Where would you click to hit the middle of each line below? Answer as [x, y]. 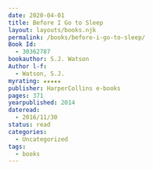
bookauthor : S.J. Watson [49, 60]
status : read [29, 125]
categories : [27, 132]
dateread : [24, 110]
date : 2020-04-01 [36, 15]
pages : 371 [26, 96]
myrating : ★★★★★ [35, 81]
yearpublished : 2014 [42, 103]
